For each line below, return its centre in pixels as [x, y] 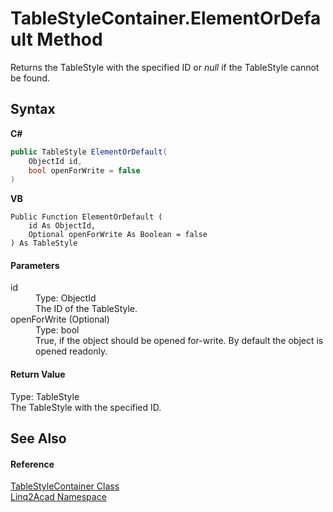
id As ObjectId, [62, 226]
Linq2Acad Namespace [58, 497]
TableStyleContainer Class [65, 486]
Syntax [33, 109]
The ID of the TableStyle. [86, 309]
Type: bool [57, 330]
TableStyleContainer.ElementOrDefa [166, 18]
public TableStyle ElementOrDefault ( [89, 152]
